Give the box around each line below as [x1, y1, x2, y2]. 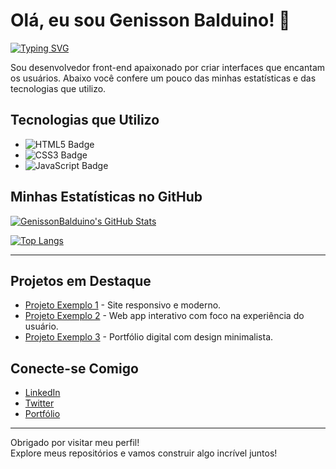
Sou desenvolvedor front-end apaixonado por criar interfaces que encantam [10, 61, 326, 73]
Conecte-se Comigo [10, 360, 139, 377]
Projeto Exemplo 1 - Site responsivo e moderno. [24, 299, 222, 311]
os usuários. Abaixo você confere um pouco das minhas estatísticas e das [10, 72, 317, 84]
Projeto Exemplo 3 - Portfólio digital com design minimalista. [24, 331, 274, 343]
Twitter [24, 397, 55, 409]
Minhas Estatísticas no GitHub [10, 189, 203, 206]
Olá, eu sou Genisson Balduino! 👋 [10, 9, 291, 32]
